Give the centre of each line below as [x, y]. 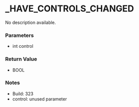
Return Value [21, 59]
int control [23, 46]
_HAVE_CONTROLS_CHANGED [69, 9]
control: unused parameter [39, 99]
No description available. [31, 22]
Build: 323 [23, 94]
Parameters [19, 35]
